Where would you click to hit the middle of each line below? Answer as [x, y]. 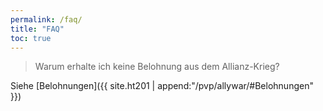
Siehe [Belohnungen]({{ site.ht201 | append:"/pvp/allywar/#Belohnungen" [162, 86]
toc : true [31, 38]
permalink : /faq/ [46, 19]
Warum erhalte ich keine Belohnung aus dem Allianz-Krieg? [157, 67]
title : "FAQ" [37, 29]
